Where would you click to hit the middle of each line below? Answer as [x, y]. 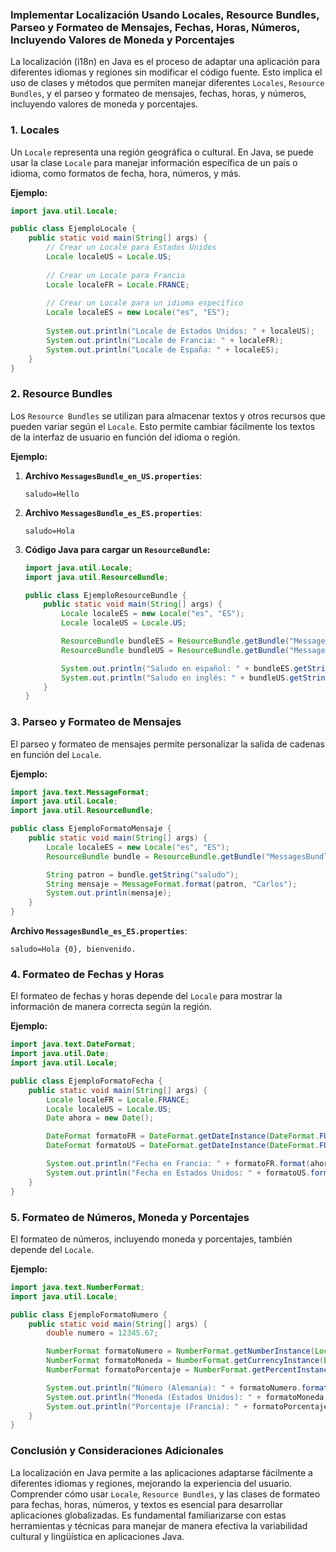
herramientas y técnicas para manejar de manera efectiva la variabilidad [159, 1525]
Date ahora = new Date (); [100, 1118]
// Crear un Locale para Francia [116, 275]
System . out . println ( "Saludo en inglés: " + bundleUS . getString [195, 678]
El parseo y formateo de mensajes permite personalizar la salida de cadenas [167, 744]
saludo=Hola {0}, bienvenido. [73, 949]
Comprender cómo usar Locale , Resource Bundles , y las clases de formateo [165, 1494]
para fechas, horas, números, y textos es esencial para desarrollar [146, 1504]
